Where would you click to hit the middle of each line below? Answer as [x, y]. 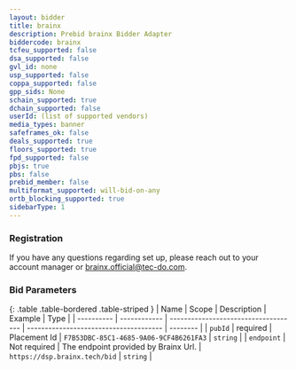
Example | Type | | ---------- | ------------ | [89, 319]
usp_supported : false [49, 75]
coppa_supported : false [53, 83]
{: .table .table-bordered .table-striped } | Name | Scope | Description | [138, 309]
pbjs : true [29, 166]
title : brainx [35, 26]
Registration [36, 238]
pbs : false [29, 174]
